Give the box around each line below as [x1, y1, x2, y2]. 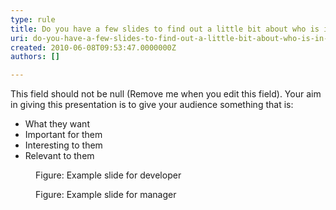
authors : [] [10, 52, 60, 62]
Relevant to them [24, 150, 95, 162]
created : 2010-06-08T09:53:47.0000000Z [10, 42, 177, 53]
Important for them [24, 129, 103, 141]
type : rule [10, 14, 56, 25]
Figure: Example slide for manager [35, 189, 177, 201]
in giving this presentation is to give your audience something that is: [10, 99, 294, 111]
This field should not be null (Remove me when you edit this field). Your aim [10, 88, 322, 100]
